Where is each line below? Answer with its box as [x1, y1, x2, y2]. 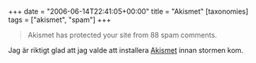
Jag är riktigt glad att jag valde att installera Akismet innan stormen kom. [8, 46, 243, 54]
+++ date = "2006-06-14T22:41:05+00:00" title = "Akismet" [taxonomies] [8, 7, 249, 16]
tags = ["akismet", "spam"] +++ [8, 15, 112, 24]
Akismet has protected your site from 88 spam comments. [27, 31, 217, 39]
